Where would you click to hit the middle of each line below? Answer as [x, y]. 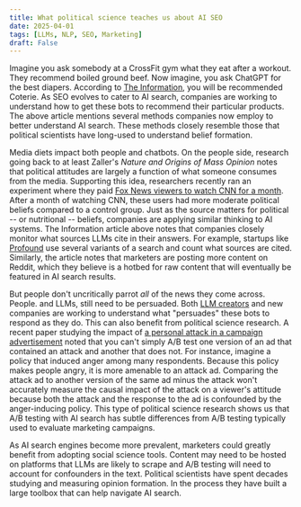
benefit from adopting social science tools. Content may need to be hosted [148, 455]
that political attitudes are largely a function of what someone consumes [143, 172]
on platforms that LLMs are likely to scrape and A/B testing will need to [140, 465]
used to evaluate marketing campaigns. [82, 428]
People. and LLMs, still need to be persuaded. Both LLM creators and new [146, 304]
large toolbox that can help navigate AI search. [96, 493]
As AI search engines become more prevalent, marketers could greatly [140, 445]
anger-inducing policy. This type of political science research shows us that [150, 409]
